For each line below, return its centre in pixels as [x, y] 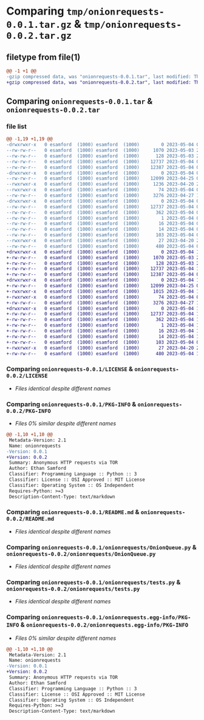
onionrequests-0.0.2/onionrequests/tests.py [73, 589]
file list [17, 126]
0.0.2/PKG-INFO [29, 411]
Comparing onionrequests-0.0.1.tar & [80, 101]
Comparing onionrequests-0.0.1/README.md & [73, 512]
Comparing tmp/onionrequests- [86, 11]
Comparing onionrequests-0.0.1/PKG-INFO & [71, 404]
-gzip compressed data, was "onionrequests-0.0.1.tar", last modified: [99, 76]
